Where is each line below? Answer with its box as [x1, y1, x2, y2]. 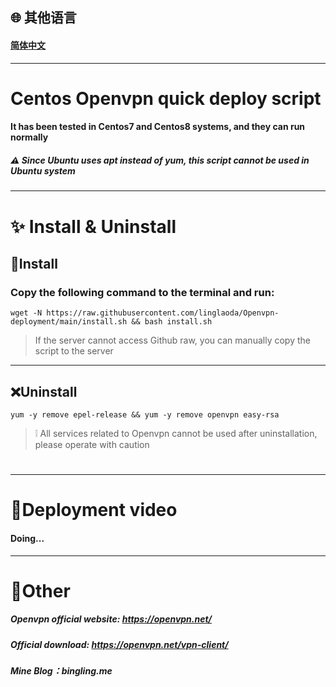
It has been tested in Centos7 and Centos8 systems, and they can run [10, 121, 306, 133]
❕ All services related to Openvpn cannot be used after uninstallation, [34, 428, 318, 440]
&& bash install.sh [131, 317, 213, 327]
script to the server [34, 345, 114, 357]
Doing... [10, 533, 45, 544]
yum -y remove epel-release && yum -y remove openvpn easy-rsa [10, 410, 280, 420]
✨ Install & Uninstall [10, 215, 177, 238]
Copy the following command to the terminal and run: [10, 285, 275, 299]
